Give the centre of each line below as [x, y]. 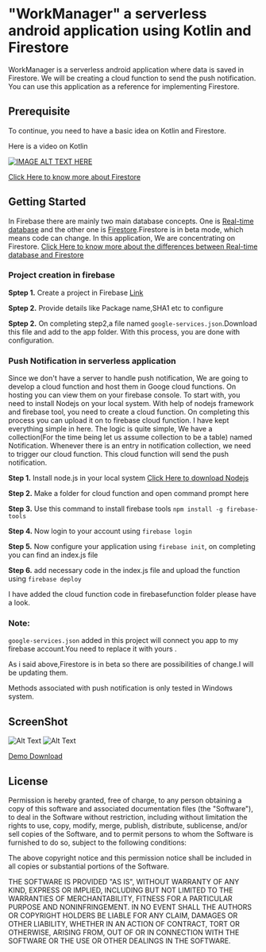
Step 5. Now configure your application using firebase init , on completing [132, 547]
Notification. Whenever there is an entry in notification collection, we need [130, 446]
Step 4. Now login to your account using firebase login [100, 531]
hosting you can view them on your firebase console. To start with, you [124, 395]
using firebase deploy [45, 579]
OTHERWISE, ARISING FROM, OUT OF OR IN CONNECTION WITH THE [124, 933]
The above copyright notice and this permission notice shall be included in [130, 858]
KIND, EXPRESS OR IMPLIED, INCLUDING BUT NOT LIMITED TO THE [121, 890]
